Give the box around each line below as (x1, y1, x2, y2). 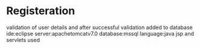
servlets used (6, 36, 40, 43)
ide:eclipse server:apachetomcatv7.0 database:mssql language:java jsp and (6, 30, 195, 37)
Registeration (6, 4, 75, 18)
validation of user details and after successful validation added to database (6, 24, 193, 31)
